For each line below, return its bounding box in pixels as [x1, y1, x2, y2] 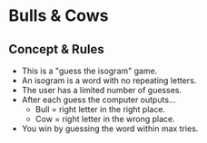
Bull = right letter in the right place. [34, 104, 165, 114]
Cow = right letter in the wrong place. [34, 114, 175, 124]
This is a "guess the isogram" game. [21, 65, 158, 76]
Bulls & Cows [8, 5, 109, 26]
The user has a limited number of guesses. [21, 85, 182, 95]
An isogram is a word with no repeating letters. [21, 75, 197, 86]
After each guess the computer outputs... [21, 94, 176, 105]
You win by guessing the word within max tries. [21, 123, 199, 134]
